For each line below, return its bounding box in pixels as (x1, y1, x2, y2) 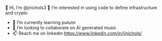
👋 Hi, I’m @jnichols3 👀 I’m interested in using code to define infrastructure (5, 5, 157, 10)
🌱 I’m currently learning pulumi (12, 20, 76, 25)
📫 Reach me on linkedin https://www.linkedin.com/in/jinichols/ (12, 30, 142, 36)
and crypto (5, 10, 28, 16)
